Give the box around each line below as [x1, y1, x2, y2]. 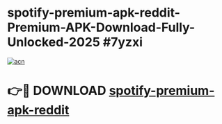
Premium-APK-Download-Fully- [7, 19, 196, 35]
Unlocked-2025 [7, 35, 101, 50]
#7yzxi [102, 35, 143, 50]
